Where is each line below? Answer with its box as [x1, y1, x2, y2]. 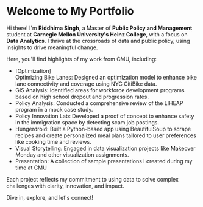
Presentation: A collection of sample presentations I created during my [15, 157, 193, 165]
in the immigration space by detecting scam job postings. [15, 118, 160, 126]
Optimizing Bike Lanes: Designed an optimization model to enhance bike [15, 73, 197, 81]
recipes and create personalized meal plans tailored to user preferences [15, 132, 196, 139]
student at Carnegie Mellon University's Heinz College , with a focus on [6, 30, 188, 38]
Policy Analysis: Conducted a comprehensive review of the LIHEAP [15, 99, 183, 107]
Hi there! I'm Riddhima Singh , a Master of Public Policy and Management [6, 24, 193, 32]
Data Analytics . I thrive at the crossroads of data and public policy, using [6, 37, 190, 44]
